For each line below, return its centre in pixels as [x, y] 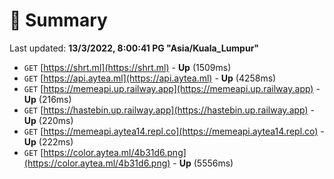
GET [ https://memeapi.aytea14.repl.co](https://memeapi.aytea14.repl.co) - [174, 131]
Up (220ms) [48, 120]
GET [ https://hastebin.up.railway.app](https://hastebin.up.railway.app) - [169, 110]
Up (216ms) [47, 99]
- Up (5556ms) [203, 163]
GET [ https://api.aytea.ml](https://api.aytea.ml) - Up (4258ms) [150, 78]
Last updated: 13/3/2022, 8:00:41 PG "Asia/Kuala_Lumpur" [134, 48]
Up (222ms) [48, 141]
